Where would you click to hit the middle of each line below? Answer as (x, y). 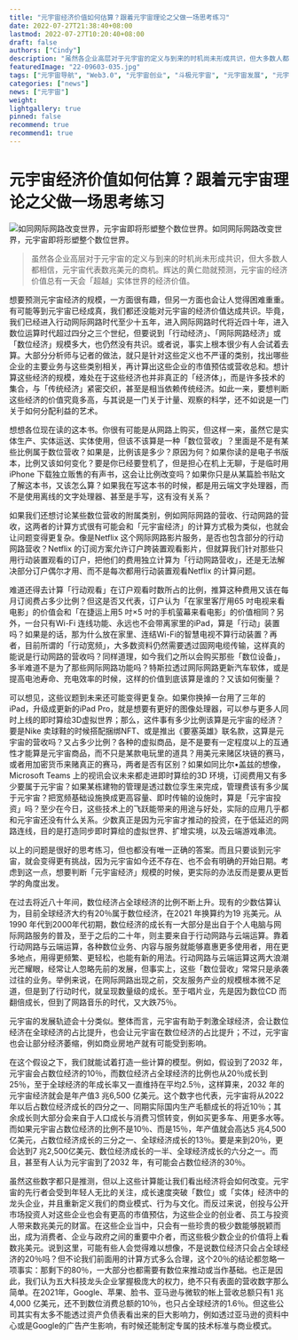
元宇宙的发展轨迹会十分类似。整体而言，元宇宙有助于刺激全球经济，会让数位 (149, 1021)
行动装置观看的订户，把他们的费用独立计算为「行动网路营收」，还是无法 (147, 559)
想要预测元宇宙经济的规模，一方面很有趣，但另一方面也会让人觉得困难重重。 (149, 300)
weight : (24, 100)
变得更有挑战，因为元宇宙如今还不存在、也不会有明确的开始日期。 (160, 861)
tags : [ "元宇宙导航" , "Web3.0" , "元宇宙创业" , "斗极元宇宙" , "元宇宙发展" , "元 (146, 76)
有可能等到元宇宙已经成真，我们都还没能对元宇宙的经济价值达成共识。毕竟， (149, 310)
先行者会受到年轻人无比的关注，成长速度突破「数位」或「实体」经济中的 (157, 1192)
